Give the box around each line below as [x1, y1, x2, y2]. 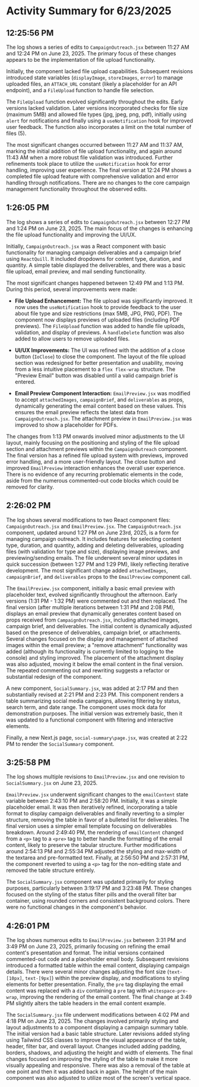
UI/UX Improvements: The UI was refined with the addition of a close [14, 346, 185, 354]
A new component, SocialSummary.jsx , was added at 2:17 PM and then [6, 685, 179, 692]
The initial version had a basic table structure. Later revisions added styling [6, 1030, 190, 1038]
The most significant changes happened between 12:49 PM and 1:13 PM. [6, 279, 184, 286]
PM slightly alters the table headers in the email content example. [6, 1000, 166, 1007]
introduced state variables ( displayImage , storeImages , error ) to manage [6, 74, 183, 81]
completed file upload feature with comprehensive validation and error [6, 173, 179, 179]
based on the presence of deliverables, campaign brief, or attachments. [6, 629, 182, 636]
